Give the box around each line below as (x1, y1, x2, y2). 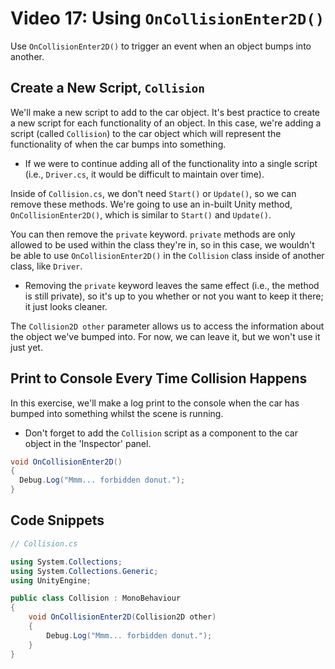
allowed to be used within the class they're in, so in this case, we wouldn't (10, 238, 315, 251)
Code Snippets (10, 512, 105, 529)
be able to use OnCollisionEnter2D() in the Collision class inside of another (10, 249, 325, 261)
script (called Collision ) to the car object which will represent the (10, 127, 282, 139)
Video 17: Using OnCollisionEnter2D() (10, 7, 325, 30)
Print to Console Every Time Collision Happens (10, 370, 308, 387)
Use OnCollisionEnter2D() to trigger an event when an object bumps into (10, 40, 312, 52)
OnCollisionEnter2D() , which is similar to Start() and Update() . (10, 208, 272, 221)
